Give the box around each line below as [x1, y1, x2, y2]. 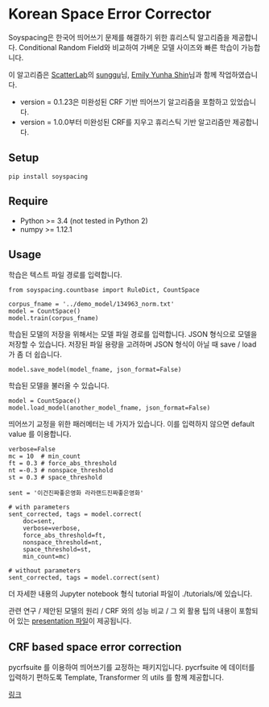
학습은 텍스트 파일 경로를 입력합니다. [8, 270, 122, 280]
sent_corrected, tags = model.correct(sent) [8, 574, 160, 582]
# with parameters [8, 503, 70, 512]
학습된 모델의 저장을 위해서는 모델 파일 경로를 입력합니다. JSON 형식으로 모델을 [8, 330, 258, 339]
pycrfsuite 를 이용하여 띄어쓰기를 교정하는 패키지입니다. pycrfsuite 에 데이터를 [8, 663, 255, 672]
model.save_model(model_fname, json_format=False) [8, 366, 182, 374]
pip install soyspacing [8, 173, 89, 181]
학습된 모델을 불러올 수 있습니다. [8, 381, 110, 391]
